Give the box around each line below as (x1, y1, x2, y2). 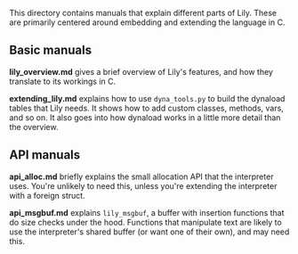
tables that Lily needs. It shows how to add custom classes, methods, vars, (9, 102, 285, 113)
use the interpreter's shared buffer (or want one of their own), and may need (9, 226, 290, 237)
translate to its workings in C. (9, 76, 117, 86)
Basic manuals (9, 43, 93, 58)
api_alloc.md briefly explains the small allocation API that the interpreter (9, 171, 274, 182)
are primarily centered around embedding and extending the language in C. (9, 17, 286, 28)
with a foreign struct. (9, 190, 86, 201)
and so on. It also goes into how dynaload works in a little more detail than (9, 111, 281, 123)
